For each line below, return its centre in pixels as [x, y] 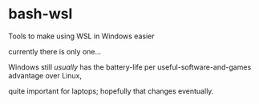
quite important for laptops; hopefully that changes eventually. [111, 91]
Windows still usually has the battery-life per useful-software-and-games [130, 67]
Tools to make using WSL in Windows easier [81, 36]
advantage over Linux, [45, 75]
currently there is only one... [55, 51]
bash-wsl [40, 14]
